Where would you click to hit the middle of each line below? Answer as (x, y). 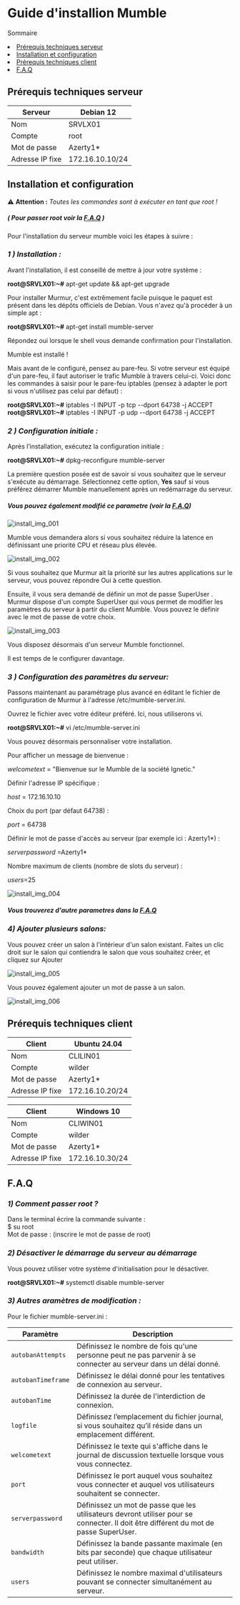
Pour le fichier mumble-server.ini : (57, 1316)
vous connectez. (104, 1464)
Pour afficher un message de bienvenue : (68, 756)
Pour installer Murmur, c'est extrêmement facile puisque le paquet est (110, 297)
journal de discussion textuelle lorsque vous (150, 1455)
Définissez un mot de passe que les (136, 1505)
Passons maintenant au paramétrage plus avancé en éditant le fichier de (114, 692)
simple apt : (25, 313)
